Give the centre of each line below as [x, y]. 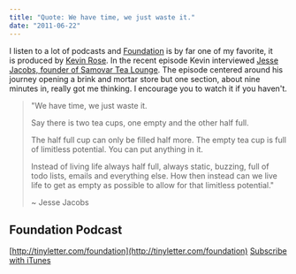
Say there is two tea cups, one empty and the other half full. [140, 122]
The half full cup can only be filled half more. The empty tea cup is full [159, 140]
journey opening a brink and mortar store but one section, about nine [135, 79]
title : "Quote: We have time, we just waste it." [102, 17]
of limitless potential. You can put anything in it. [117, 149]
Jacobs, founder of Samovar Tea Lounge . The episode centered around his [146, 69]
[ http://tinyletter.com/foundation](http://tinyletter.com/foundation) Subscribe [148, 251]
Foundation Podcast [66, 229]
